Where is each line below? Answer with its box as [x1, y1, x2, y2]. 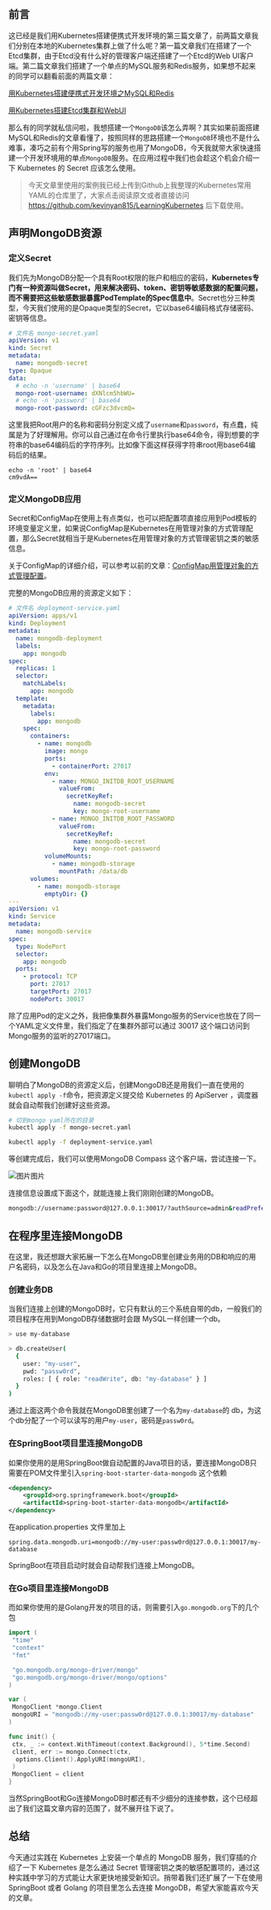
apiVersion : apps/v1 [8, 612, 78, 620]
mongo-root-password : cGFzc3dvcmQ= [15, 404, 135, 412]
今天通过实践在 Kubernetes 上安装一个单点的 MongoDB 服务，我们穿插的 [8, 1852, 251, 1862]
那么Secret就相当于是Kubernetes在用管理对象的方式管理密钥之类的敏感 [22, 533, 260, 543]
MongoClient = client [11, 1770, 85, 1778]
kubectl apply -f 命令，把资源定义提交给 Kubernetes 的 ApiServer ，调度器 [8, 1090, 259, 1099]
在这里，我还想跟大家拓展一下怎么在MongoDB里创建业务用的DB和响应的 [8, 1251, 249, 1261]
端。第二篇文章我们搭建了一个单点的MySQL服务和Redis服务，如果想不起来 [8, 61, 256, 70]
